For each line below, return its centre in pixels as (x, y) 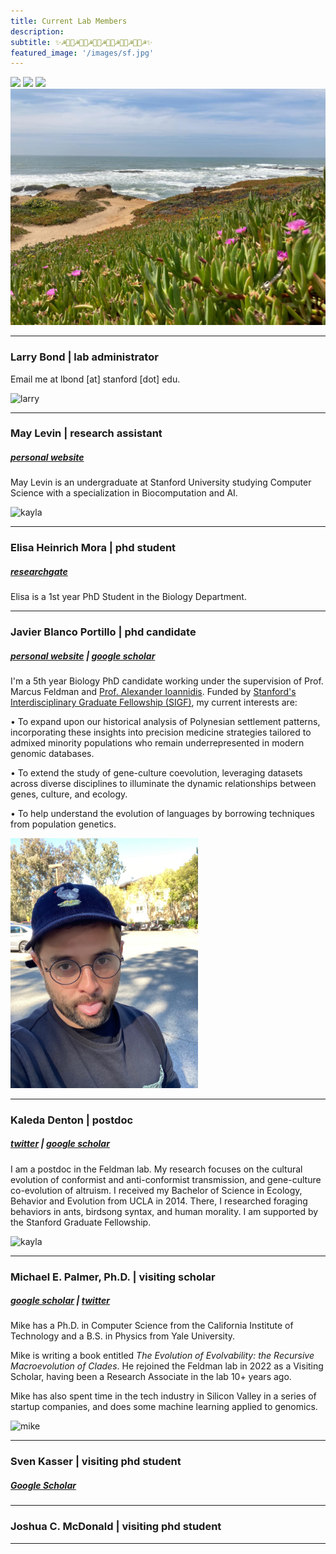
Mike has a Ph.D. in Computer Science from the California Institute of (152, 1326)
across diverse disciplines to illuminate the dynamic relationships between (163, 784)
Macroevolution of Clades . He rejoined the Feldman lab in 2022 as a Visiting (167, 1366)
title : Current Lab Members (69, 21)
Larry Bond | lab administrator (84, 357)
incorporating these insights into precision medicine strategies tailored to (161, 732)
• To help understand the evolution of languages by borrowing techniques (162, 814)
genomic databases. (52, 754)
